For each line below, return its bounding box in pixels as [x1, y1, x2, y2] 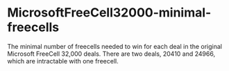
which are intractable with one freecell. [7, 57, 119, 65]
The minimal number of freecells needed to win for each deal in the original [7, 42, 222, 50]
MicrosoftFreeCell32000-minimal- [7, 5, 212, 21]
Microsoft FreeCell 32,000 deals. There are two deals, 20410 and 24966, [7, 50, 216, 58]
